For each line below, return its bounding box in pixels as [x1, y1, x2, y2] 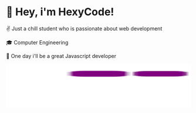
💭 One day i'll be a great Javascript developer [6, 52, 116, 59]
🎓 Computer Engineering [6, 39, 69, 46]
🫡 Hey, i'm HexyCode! [6, 5, 114, 19]
